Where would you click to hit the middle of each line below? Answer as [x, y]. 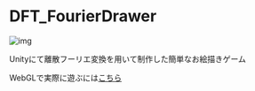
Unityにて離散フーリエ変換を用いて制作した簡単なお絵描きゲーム [127, 58]
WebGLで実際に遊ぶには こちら [66, 78]
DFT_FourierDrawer [83, 16]
